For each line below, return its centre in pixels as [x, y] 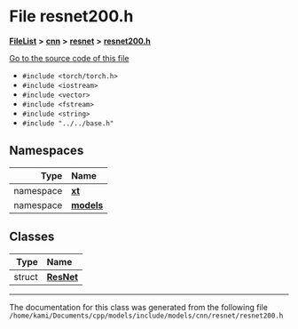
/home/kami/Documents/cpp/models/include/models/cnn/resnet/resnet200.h [146, 316]
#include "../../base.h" [68, 123]
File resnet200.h [71, 16]
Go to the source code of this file [69, 58]
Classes [32, 237]
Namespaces [47, 151]
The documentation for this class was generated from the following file [139, 307]
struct [26, 277]
